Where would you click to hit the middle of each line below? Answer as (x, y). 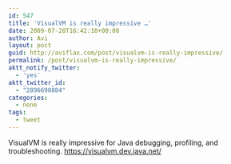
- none (26, 105)
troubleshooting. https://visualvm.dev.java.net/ (85, 151)
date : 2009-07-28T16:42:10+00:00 (64, 30)
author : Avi (28, 38)
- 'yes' (28, 75)
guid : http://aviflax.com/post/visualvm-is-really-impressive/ (116, 53)
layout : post (30, 46)
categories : (28, 98)
